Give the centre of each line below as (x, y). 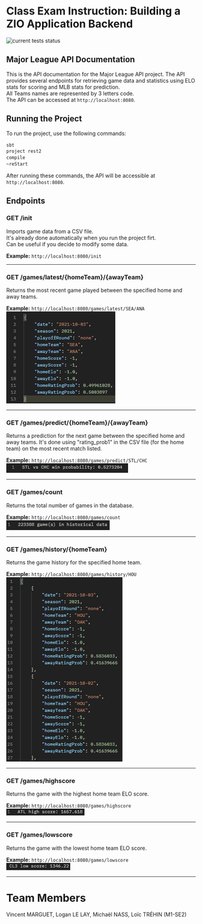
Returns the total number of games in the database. (70, 505)
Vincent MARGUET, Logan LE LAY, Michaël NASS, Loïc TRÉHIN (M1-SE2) (96, 914)
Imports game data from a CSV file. (50, 231)
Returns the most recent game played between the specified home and (94, 290)
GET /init (19, 218)
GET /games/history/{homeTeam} (57, 549)
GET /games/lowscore (40, 835)
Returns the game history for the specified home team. (74, 562)
